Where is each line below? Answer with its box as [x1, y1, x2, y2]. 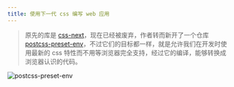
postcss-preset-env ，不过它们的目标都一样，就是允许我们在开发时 [24, 40, 221, 48]
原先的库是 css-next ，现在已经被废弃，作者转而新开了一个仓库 [24, 30, 209, 39]
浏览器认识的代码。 [24, 57, 82, 66]
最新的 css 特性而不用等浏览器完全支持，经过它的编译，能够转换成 [31, 48, 227, 57]
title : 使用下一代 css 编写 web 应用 [7, 10, 110, 18]
